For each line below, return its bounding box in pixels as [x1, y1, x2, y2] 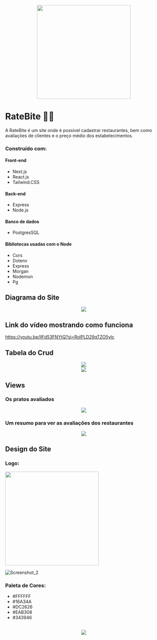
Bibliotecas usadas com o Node [5, 241, 72, 247]
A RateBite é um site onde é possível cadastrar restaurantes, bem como [5, 127, 153, 133]
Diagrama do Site [5, 293, 60, 302]
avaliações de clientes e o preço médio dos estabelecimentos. [5, 132, 133, 138]
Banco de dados [5, 218, 39, 224]
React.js [12, 174, 29, 180]
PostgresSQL [12, 229, 40, 235]
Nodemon [12, 273, 33, 279]
